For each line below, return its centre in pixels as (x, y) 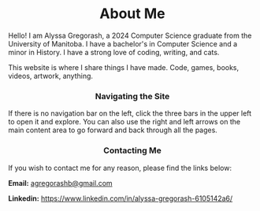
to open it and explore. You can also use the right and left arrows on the (124, 122)
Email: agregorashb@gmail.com (60, 183)
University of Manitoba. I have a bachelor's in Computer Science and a (123, 43)
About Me (132, 14)
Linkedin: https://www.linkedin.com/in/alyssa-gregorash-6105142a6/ (121, 198)
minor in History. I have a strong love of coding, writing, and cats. (114, 52)
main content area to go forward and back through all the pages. (113, 130)
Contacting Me (132, 150)
